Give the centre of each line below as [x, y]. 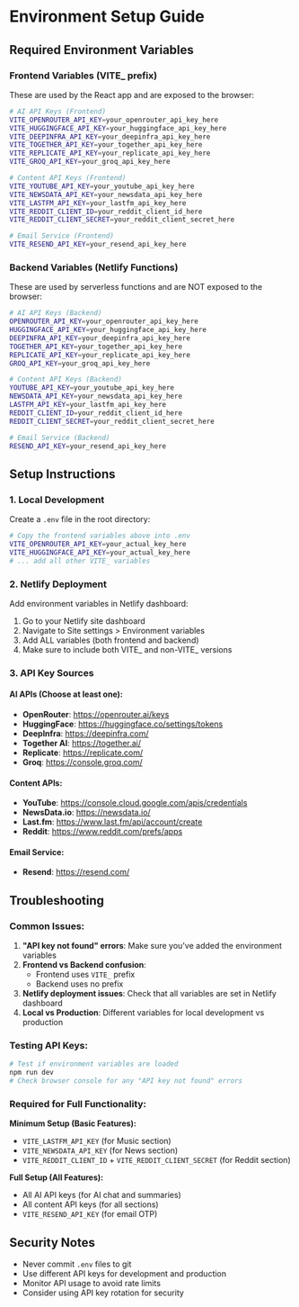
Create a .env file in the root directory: [80, 519]
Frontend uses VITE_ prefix [85, 975]
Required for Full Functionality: [78, 1104]
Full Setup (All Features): [57, 1177]
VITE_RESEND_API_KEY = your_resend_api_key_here [98, 245]
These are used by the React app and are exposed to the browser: [132, 95]
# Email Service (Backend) [60, 437]
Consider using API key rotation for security [103, 1293]
